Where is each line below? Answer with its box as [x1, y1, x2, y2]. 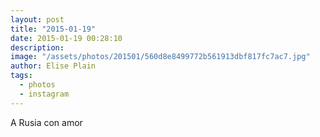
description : [10, 42, 65, 53]
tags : [10, 71, 33, 81]
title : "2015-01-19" [10, 24, 97, 34]
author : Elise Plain [10, 61, 97, 71]
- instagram [19, 89, 70, 99]
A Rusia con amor [10, 116, 83, 128]
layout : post [10, 14, 65, 25]
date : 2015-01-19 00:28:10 [10, 33, 123, 43]
